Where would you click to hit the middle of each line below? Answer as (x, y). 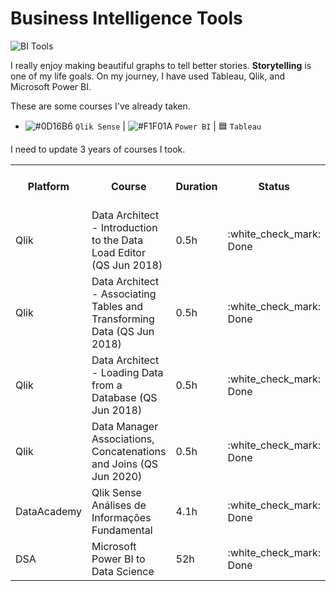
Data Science (123, 571)
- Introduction (124, 227)
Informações (121, 517)
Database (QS (124, 397)
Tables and (117, 306)
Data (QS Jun (123, 331)
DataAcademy (49, 511)
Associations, (123, 439)
